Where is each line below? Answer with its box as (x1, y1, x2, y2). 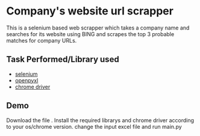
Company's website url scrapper (6, 4, 173, 18)
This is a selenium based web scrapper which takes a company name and (6, 24, 190, 31)
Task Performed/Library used (6, 54, 119, 64)
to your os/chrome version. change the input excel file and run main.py (6, 123, 182, 130)
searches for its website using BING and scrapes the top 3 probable (6, 30, 175, 37)
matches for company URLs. (6, 37, 77, 44)
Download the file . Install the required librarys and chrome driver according (6, 116, 195, 124)
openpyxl (14, 76, 39, 84)
